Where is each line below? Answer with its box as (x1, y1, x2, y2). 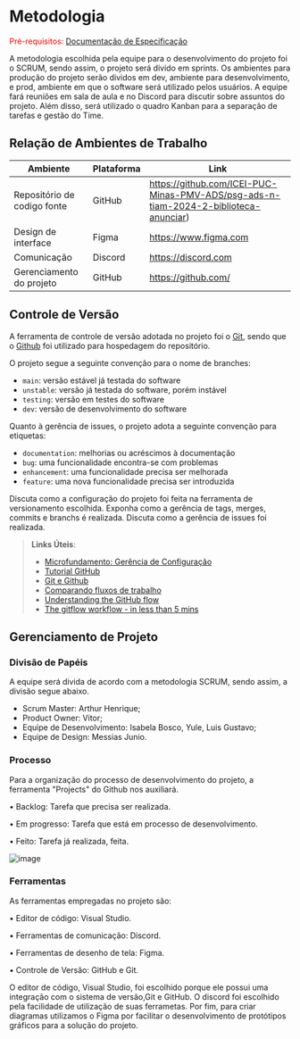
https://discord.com (149, 251, 232, 263)
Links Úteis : (30, 538, 76, 550)
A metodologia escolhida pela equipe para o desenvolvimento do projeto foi (9, 53, 288, 63)
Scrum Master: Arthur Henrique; (21, 703, 141, 714)
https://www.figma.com (149, 230, 249, 243)
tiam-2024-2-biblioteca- (149, 199, 262, 212)
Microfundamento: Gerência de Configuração (44, 556, 212, 567)
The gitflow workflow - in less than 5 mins (44, 603, 199, 614)
